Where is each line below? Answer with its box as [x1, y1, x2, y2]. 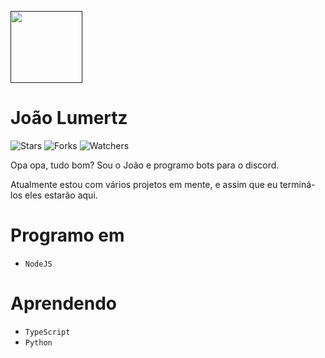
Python [24, 337, 53, 348]
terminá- [279, 178, 316, 190]
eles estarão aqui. [24, 189, 98, 201]
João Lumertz [10, 107, 128, 130]
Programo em [10, 224, 125, 247]
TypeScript [24, 327, 71, 337]
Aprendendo [10, 292, 117, 315]
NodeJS [24, 259, 53, 269]
